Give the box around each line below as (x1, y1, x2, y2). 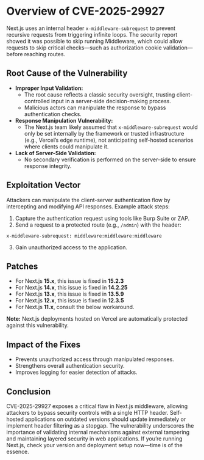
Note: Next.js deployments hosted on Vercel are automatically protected (6, 315, 188, 323)
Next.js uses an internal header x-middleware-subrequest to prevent (6, 24, 175, 32)
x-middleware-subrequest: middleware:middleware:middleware (6, 233, 163, 239)
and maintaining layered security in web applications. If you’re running (6, 435, 183, 442)
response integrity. (24, 162, 72, 169)
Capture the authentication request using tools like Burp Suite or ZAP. (15, 214, 190, 222)
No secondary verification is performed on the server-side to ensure (24, 156, 196, 163)
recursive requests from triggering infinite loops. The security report (6, 31, 178, 38)
